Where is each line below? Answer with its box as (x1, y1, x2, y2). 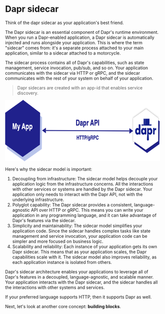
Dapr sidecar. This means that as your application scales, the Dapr (12, 249, 147, 255)
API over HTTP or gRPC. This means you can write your (31, 207, 144, 213)
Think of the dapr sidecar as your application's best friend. (5, 20, 124, 26)
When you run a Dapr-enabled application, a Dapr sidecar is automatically (5, 34, 155, 40)
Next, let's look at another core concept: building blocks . (5, 303, 121, 309)
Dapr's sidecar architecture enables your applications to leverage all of (5, 269, 148, 275)
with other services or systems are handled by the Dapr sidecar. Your (12, 186, 153, 192)
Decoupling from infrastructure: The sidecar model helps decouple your (12, 175, 158, 181)
